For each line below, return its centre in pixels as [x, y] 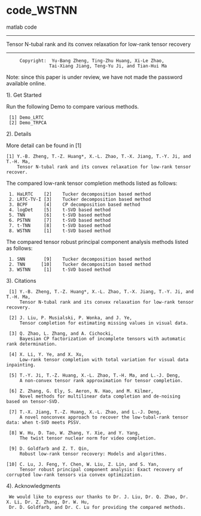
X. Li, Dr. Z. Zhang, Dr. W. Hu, [48, 502]
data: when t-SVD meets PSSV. [44, 422]
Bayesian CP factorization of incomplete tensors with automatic [103, 338]
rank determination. [32, 344]
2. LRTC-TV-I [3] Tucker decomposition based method [80, 199]
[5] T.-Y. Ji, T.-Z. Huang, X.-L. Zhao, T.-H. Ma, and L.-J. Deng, [95, 375]
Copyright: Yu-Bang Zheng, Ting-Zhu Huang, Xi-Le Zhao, [92, 60]
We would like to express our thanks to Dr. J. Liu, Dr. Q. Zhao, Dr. [98, 497]
